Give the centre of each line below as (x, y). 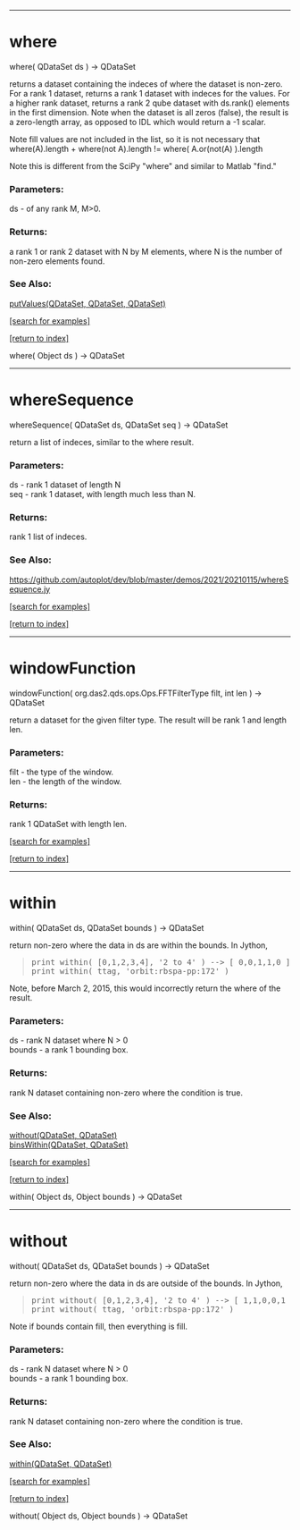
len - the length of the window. (66, 781)
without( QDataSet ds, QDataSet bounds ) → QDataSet (109, 1265)
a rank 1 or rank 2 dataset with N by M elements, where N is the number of (146, 251)
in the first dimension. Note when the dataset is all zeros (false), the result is (149, 112)
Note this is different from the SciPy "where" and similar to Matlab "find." (143, 165)
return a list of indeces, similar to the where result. (102, 442)
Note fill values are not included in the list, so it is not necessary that (135, 139)
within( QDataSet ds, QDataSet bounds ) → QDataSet (107, 928)
